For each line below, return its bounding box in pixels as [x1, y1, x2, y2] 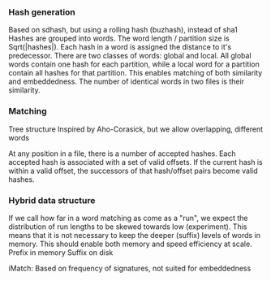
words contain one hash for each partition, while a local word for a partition [8, 59, 260, 69]
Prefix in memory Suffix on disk [8, 247, 114, 257]
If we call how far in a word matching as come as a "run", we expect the [8, 213, 249, 223]
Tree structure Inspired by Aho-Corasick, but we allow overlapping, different [8, 124, 264, 134]
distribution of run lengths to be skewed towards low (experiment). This [8, 222, 247, 231]
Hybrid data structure [8, 194, 96, 205]
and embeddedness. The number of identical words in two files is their [8, 76, 245, 87]
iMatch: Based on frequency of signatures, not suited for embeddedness [8, 263, 252, 273]
